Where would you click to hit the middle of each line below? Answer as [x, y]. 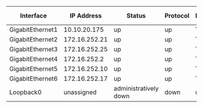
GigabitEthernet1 [34, 30]
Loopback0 [26, 92]
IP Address [85, 16]
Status [136, 16]
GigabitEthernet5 [34, 69]
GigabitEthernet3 [34, 49]
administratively [136, 88]
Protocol [177, 16]
